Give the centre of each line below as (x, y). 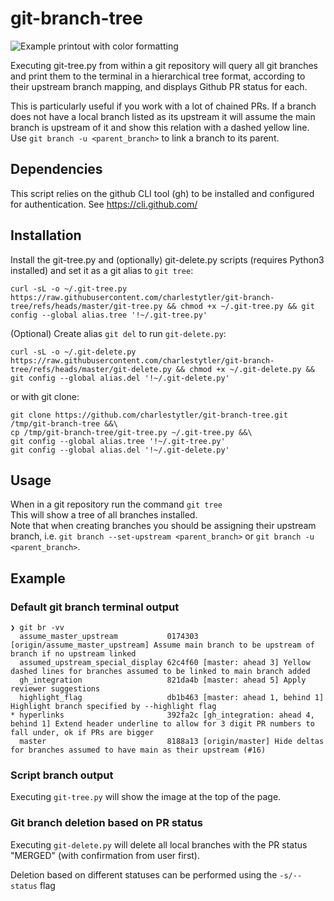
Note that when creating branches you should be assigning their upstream (163, 526)
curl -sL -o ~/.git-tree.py (69, 288)
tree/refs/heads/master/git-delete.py (91, 369)
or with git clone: (45, 396)
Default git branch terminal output (95, 607)
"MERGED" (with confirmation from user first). (105, 855)
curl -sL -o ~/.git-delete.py (73, 352)
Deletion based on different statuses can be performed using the (144, 874)
